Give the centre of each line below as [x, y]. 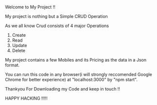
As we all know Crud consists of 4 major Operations [57, 26]
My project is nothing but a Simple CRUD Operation [56, 16]
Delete [19, 51]
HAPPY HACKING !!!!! [26, 98]
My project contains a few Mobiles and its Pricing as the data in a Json [76, 60]
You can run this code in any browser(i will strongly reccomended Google [78, 74]
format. [12, 65]
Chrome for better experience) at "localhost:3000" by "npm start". [71, 80]
